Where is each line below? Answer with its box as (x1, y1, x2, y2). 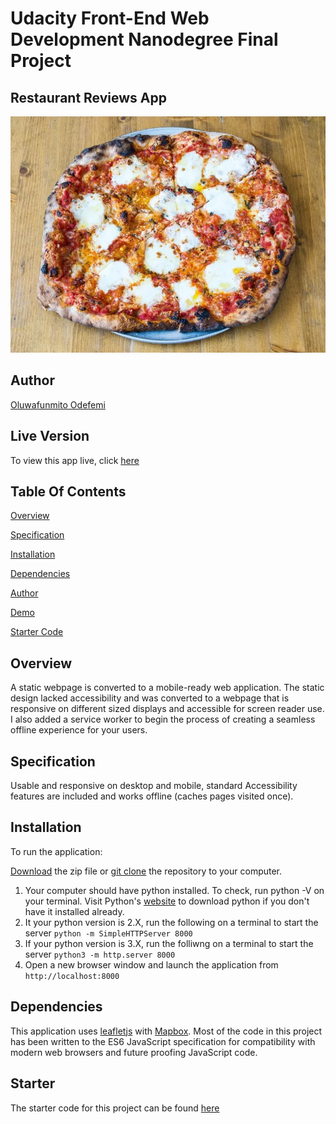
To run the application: (10, 845, 103, 857)
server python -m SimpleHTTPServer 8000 (24, 927, 193, 939)
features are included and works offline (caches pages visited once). (10, 790, 294, 802)
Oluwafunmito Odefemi (10, 398, 106, 411)
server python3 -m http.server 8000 (24, 948, 176, 960)
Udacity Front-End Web (10, 7, 210, 30)
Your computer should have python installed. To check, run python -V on (24, 884, 325, 896)
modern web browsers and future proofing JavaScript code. (10, 1046, 258, 1058)
